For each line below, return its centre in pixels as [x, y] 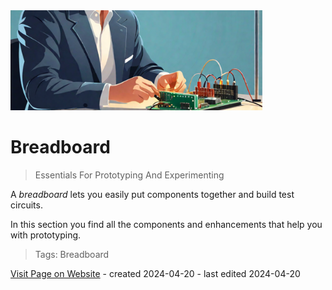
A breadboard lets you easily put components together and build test [152, 194]
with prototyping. [46, 235]
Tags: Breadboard [72, 254]
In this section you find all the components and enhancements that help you [166, 224]
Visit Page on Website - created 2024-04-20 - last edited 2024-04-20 [155, 273]
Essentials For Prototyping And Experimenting [129, 175]
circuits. [26, 205]
